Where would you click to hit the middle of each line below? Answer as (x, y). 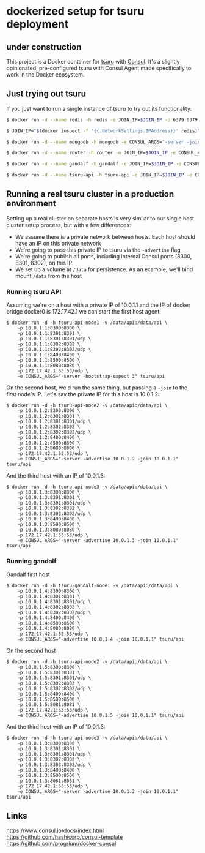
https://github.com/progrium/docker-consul (61, 844)
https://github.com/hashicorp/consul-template (65, 837)
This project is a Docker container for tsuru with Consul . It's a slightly (93, 62)
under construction (44, 47)
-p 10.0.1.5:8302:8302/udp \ (54, 689)
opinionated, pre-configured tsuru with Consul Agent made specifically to (99, 68)
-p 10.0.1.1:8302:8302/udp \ (54, 350)
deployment (38, 24)
